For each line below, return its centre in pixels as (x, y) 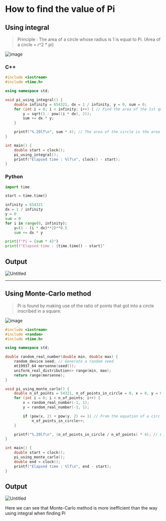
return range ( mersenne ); (40, 375)
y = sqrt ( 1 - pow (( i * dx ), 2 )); (57, 114)
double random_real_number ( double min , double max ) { (62, 357)
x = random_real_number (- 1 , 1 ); (56, 403)
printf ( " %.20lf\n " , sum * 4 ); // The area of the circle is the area (87, 132)
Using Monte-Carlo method (48, 294)
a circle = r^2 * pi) (36, 45)
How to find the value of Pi (60, 9)
